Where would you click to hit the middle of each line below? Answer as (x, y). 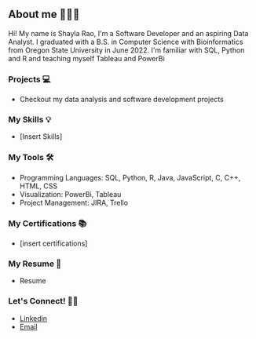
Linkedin (33, 318)
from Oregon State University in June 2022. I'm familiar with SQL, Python (126, 50)
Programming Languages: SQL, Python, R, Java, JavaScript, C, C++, (130, 177)
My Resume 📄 (35, 264)
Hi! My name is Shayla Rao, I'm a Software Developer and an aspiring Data (128, 33)
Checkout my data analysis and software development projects (121, 100)
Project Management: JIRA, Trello (73, 202)
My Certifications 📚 (48, 223)
